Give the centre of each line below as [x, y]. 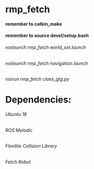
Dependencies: [38, 100]
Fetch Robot [18, 162]
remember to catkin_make [34, 24]
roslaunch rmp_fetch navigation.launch [47, 63]
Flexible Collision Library [31, 146]
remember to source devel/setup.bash [47, 36]
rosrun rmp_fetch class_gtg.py [37, 79]
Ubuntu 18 [16, 114]
